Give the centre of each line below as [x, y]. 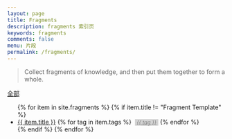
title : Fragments [32, 20]
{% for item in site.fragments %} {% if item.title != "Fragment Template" [119, 107]
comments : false [30, 39]
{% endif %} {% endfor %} [55, 129]
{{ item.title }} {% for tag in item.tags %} [74, 122]
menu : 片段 [22, 46]
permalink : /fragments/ [42, 53]
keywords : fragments [37, 33]
